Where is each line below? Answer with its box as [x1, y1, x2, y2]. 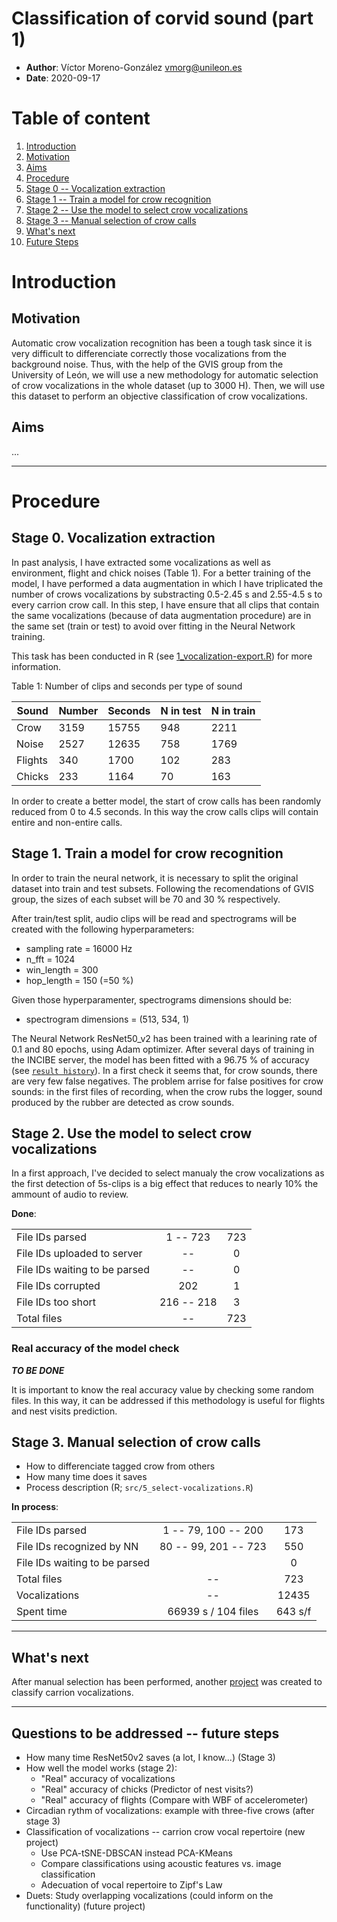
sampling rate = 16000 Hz [25, 942, 133, 954]
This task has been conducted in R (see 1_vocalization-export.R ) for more [11, 650, 313, 662]
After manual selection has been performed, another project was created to [11, 1676, 323, 1688]
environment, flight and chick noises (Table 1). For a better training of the [11, 567, 311, 579]
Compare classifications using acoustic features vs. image [40, 1858, 282, 1870]
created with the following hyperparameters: [11, 923, 195, 935]
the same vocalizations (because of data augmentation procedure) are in [11, 609, 312, 621]
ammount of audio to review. [11, 1188, 129, 1201]
